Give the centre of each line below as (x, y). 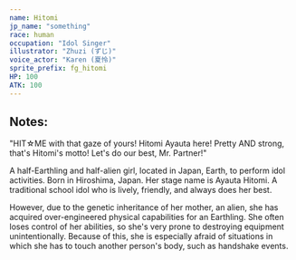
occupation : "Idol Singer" (60, 43)
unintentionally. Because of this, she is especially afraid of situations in (141, 236)
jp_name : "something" (50, 26)
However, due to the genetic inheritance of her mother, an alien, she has (144, 207)
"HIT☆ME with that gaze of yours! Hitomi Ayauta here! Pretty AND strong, (147, 144)
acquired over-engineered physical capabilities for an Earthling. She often (147, 217)
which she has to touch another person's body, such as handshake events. (149, 246)
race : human (32, 34)
